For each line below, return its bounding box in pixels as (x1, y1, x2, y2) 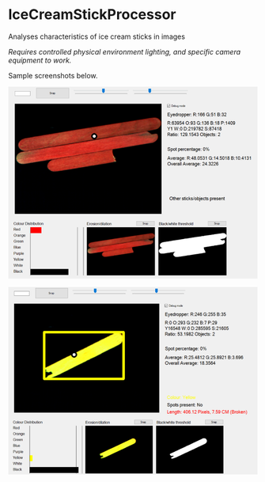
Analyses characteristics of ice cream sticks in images (8, 32, 186, 41)
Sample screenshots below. (8, 70, 98, 80)
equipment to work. (8, 55, 72, 65)
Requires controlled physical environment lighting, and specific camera (8, 47, 241, 56)
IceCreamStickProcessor (8, 6, 176, 24)
